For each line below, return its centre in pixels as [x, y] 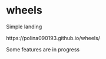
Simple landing [24, 27]
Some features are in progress [43, 49]
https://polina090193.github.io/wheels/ [53, 38]
